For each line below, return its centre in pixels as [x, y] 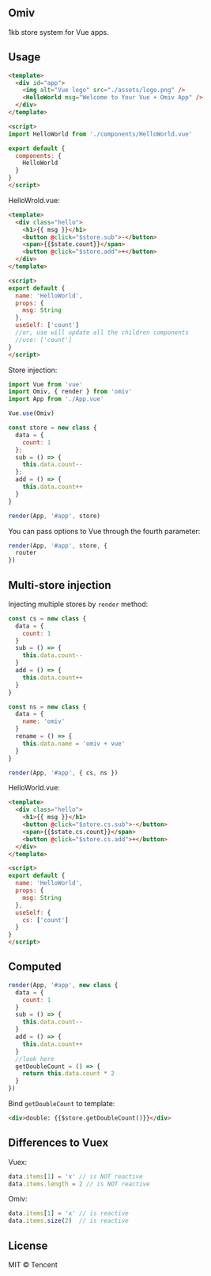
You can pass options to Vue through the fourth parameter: [104, 531]
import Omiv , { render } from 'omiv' [70, 392]
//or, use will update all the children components [102, 332]
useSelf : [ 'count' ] [47, 325]
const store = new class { [53, 428]
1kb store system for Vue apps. [58, 32]
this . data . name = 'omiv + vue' [74, 744]
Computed [35, 967]
